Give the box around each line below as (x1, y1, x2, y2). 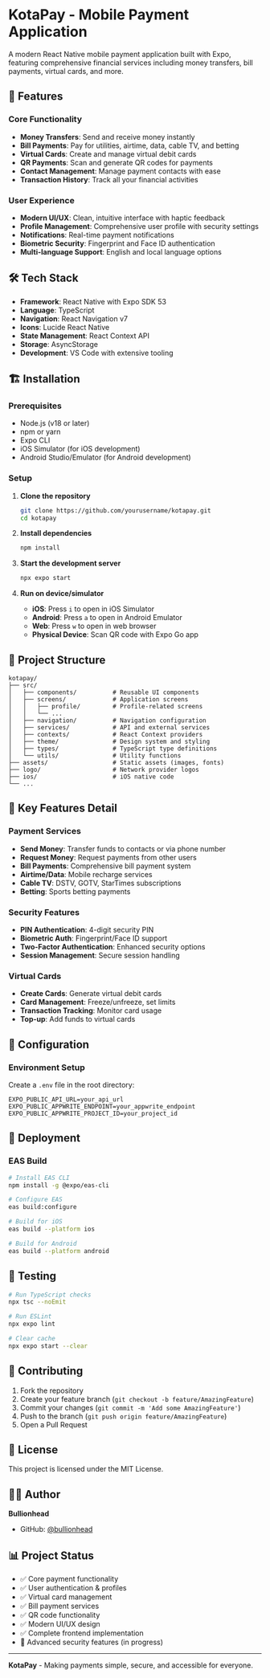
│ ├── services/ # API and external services (8, 724, 211, 732)
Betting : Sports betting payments (19, 886, 131, 896)
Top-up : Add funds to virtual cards (19, 1015, 136, 1024)
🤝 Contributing (8, 1364, 84, 1378)
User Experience (8, 194, 75, 206)
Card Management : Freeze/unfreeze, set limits (19, 998, 176, 1007)
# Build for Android (8, 1239, 78, 1247)
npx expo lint (8, 1320, 56, 1329)
